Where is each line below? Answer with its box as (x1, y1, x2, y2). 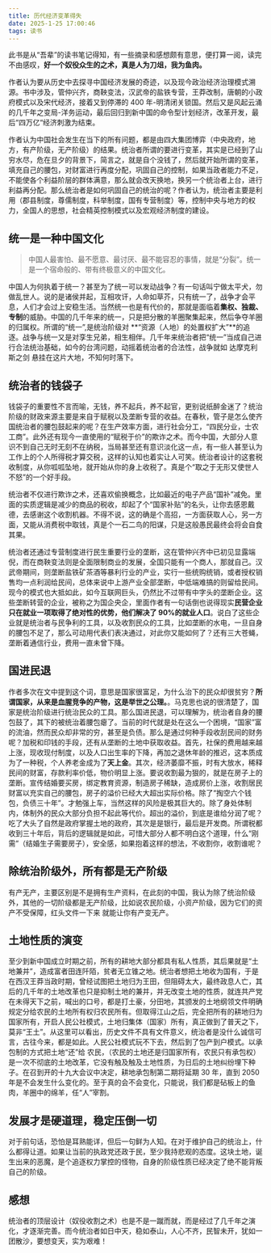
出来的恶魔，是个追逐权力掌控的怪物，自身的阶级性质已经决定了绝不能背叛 (15, 1157, 263, 1167)
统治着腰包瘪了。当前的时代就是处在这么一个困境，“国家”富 (64, 717, 262, 727)
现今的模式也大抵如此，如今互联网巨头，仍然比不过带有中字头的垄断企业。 (8, 588, 256, 597)
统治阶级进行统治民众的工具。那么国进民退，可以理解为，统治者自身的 (22, 707, 256, 716)
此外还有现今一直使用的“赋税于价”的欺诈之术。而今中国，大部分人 (32, 432, 252, 441)
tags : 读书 (8, 27, 43, 35)
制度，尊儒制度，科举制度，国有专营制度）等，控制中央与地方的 (35, 196, 248, 205)
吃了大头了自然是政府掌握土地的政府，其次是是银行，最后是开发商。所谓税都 (8, 818, 263, 828)
